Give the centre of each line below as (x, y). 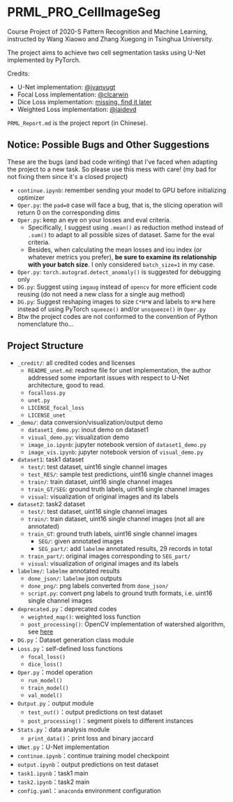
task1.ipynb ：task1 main (53, 773)
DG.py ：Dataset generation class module (76, 640)
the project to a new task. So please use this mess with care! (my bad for (112, 169)
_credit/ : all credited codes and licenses (76, 363)
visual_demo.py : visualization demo (78, 437)
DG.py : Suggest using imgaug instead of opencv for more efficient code (117, 287)
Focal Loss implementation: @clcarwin (73, 94)
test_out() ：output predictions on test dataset (95, 712)
